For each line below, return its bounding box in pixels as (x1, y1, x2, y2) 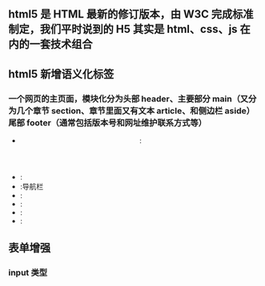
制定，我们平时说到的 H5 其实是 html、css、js (8, 22, 238, 36)
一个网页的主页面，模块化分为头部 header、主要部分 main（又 (8, 93, 249, 104)
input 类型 (8, 267, 48, 278)
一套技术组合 (29, 38, 93, 51)
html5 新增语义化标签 (8, 67, 114, 81)
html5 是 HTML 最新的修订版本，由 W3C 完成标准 (8, 7, 254, 22)
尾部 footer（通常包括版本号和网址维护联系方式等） (8, 117, 207, 128)
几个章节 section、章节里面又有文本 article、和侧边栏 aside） (16, 105, 255, 116)
